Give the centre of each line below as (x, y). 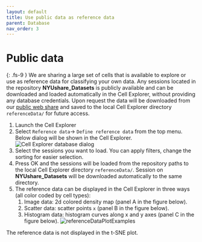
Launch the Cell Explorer (46, 125)
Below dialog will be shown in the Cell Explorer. (74, 138)
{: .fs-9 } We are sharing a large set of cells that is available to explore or (96, 75)
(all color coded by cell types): (53, 196)
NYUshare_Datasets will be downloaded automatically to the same (98, 176)
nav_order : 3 (23, 29)
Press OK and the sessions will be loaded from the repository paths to (102, 164)
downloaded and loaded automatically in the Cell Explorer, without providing (101, 95)
